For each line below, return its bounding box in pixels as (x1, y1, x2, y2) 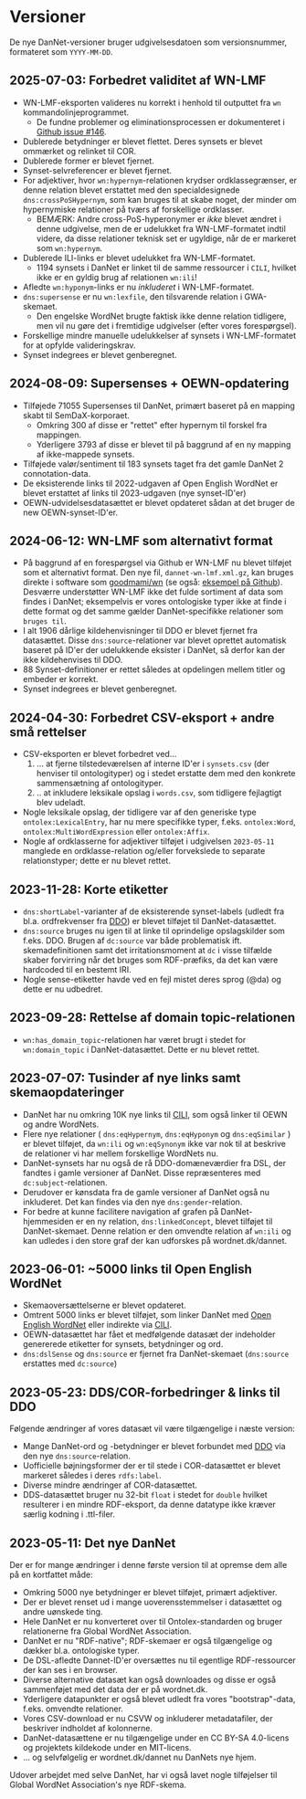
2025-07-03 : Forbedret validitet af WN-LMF (9, 73, 267, 89)
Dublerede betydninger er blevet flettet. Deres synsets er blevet (22, 135, 263, 147)
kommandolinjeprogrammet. (22, 107, 130, 118)
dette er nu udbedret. (22, 984, 103, 994)
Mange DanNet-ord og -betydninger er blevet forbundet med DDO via (22, 1441, 286, 1452)
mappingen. (36, 429, 82, 440)
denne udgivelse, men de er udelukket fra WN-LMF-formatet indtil (36, 223, 286, 234)
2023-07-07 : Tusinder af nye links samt (9, 1070, 241, 1086)
